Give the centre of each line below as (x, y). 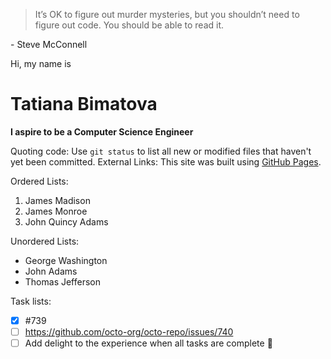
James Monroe (56, 211)
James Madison (57, 200)
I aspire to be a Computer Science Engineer (102, 131)
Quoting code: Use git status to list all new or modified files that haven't (161, 151)
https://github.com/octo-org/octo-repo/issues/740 (129, 332)
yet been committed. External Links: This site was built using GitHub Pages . (166, 161)
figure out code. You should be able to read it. (129, 25)
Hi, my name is (41, 63)
